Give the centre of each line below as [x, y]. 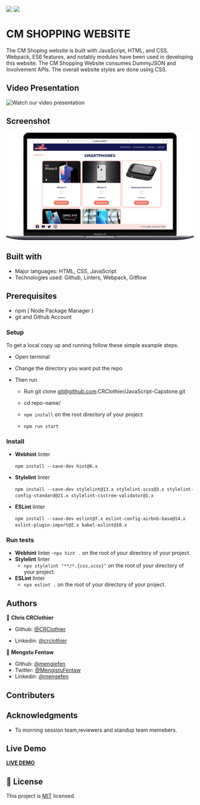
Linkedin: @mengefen [42, 676]
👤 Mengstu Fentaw [30, 653]
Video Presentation [43, 88]
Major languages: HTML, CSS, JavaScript [66, 271]
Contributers [31, 695]
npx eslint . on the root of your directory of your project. [95, 585]
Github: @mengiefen [40, 664]
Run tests [20, 540]
